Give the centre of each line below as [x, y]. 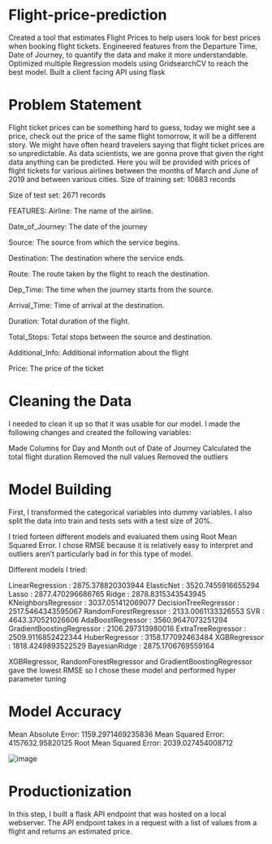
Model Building [60, 489]
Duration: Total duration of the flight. [69, 321]
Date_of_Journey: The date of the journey [78, 226]
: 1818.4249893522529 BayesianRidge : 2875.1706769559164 [112, 646]
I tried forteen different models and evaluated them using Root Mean [123, 536]
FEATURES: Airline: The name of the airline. [81, 211]
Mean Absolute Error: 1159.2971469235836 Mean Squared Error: [117, 734]
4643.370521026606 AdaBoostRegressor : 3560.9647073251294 [118, 620]
